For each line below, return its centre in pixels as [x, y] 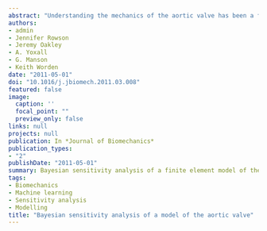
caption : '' [35, 104]
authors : [23, 23]
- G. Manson [28, 60]
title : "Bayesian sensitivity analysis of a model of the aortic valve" [131, 215]
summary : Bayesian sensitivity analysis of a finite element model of [128, 171]
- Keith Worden [33, 67]
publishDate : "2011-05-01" [53, 164]
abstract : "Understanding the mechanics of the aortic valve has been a [131, 15]
